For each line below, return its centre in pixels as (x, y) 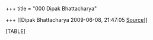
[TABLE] (16, 31)
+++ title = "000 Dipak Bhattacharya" (51, 9)
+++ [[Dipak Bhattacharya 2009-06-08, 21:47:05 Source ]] (76, 20)
